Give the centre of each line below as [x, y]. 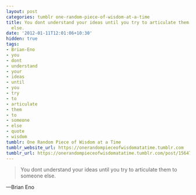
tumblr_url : [20, 153]
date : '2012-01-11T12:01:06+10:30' [49, 33]
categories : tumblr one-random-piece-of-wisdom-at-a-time [78, 17]
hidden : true [22, 39]
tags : [13, 45]
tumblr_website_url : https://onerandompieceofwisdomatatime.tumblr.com [95, 148]
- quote [15, 131]
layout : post [22, 11]
